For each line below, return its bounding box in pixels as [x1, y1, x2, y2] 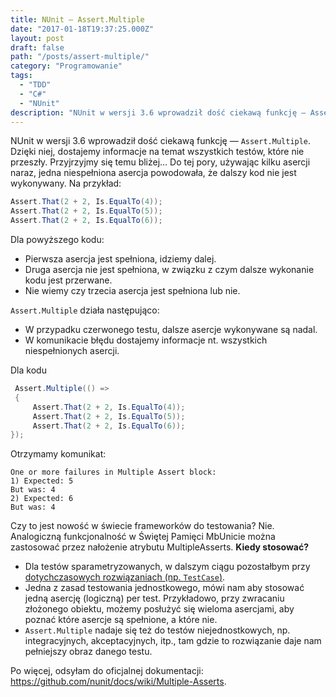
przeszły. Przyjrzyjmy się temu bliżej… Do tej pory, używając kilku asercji [10, 156, 311, 168]
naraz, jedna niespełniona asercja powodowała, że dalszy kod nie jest [10, 167, 297, 179]
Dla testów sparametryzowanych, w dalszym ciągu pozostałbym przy [24, 561, 311, 573]
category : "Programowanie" [10, 61, 123, 71]
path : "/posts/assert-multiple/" [10, 52, 150, 62]
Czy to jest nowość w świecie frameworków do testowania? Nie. [10, 520, 275, 532]
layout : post [10, 33, 65, 43]
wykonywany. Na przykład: [10, 177, 122, 190]
